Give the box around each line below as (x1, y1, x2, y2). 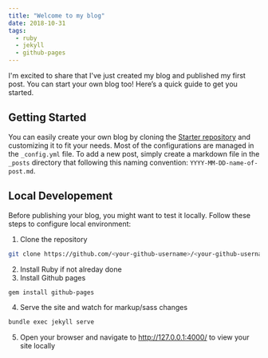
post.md (8, 167, 34, 176)
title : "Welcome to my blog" (8, 11, 105, 20)
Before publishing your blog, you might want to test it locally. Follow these (8, 210, 251, 220)
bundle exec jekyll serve (8, 318, 94, 326)
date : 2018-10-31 (8, 19, 66, 27)
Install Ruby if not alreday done (19, 265, 122, 274)
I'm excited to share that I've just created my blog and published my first (8, 71, 246, 80)
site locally (19, 341, 56, 351)
